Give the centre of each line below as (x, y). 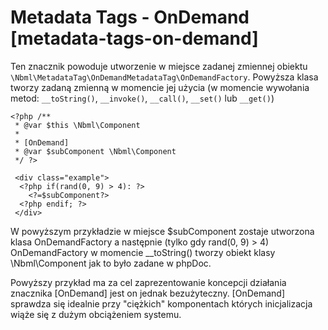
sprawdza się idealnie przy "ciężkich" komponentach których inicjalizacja (161, 303)
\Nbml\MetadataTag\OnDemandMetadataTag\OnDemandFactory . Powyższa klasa (164, 77)
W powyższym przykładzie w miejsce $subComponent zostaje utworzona (162, 231)
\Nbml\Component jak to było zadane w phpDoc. (111, 263)
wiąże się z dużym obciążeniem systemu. (96, 314)
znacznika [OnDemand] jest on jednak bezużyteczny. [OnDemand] (148, 293)
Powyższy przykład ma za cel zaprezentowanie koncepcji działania (148, 282)
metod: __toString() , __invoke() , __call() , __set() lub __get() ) (142, 98)
